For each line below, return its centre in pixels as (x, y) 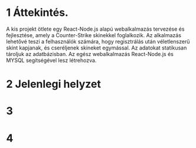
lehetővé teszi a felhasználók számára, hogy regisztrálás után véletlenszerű (98, 41)
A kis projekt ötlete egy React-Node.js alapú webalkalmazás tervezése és (95, 29)
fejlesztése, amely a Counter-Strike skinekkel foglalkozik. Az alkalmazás (94, 35)
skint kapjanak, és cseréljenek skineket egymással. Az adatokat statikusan (97, 48)
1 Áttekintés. (37, 13)
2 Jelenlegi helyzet (54, 84)
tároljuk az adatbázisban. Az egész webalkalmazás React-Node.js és (90, 54)
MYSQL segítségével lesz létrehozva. (51, 60)
